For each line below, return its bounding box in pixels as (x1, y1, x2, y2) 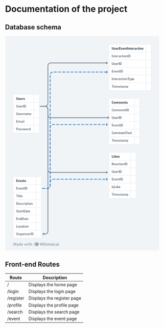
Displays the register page (28, 295, 82, 301)
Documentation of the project (5, 3, 128, 15)
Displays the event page (28, 316, 77, 322)
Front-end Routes (5, 260, 60, 268)
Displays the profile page (28, 302, 79, 308)
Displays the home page (28, 281, 77, 287)
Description (42, 275, 67, 280)
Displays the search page (28, 309, 80, 315)
